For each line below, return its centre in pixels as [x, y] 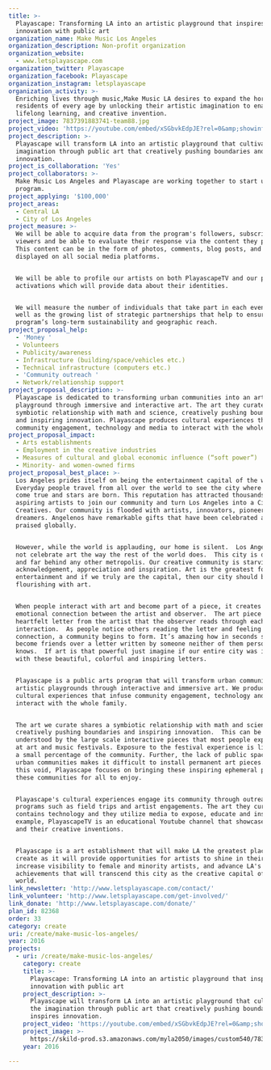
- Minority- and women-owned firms [75, 465]
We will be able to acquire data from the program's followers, [126, 234]
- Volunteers [38, 345]
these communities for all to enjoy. [79, 777]
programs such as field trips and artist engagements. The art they [133, 807]
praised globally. [47, 525]
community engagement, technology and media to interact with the [129, 428]
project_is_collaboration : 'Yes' [65, 167]
